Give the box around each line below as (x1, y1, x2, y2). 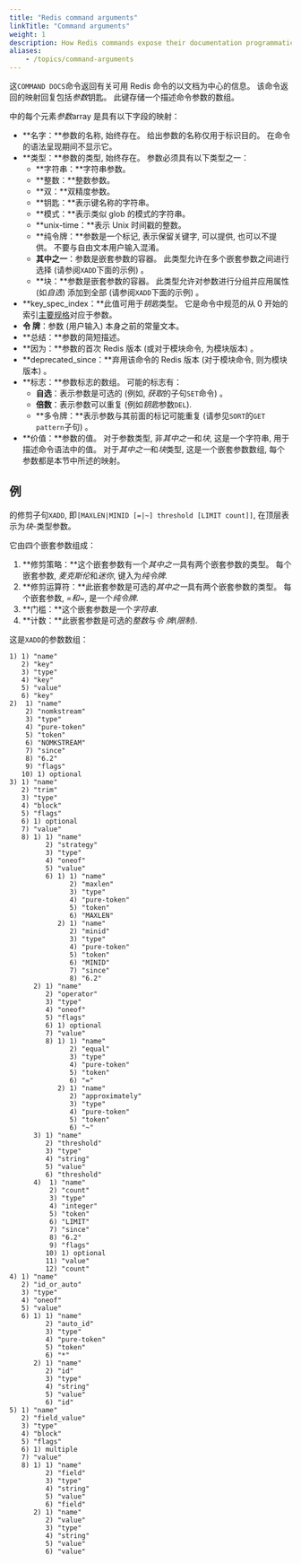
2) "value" (45, 1516, 87, 1525)
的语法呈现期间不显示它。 (21, 141, 117, 152)
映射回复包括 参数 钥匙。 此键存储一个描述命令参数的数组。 (24, 92, 239, 102)
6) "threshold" (45, 1170, 102, 1179)
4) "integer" (48, 1201, 99, 1210)
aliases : (9, 47, 42, 56)
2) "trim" (21, 785, 58, 794)
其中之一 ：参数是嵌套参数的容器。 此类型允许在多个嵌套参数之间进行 (35, 253, 289, 264)
